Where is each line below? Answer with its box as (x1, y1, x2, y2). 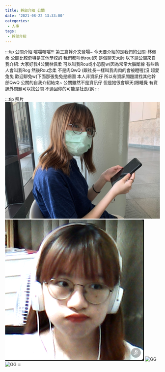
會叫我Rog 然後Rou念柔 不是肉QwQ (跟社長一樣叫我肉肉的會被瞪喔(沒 (9, 67, 150, 73)
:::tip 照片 (5, 96, 24, 102)
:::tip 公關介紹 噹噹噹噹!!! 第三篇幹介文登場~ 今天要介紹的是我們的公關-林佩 (5, 49, 157, 54)
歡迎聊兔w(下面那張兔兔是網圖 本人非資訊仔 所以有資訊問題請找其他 (14, 74, 152, 79)
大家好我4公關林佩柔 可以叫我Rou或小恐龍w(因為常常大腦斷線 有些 (20, 61, 155, 67)
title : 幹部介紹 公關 (5, 8, 45, 13)
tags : (5, 29, 16, 34)
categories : (5, 18, 29, 23)
